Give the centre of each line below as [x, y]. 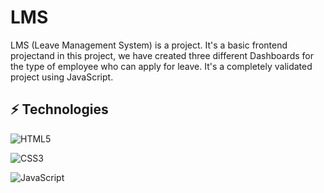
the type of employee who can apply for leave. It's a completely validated [161, 66]
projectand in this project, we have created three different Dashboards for [162, 55]
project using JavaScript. [62, 77]
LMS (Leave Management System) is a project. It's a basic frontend [149, 45]
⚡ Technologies [59, 109]
